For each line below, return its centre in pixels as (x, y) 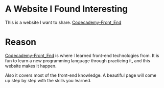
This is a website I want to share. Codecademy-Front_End (63, 22)
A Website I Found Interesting (67, 9)
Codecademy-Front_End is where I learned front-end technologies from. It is (82, 55)
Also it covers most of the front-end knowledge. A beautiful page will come (81, 75)
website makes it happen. (31, 66)
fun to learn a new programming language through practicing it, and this (78, 61)
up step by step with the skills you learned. (48, 80)
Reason (21, 42)
